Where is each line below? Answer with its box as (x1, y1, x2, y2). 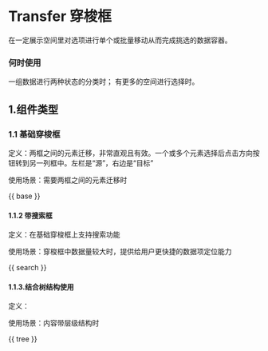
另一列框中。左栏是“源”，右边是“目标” (29, 158, 154, 168)
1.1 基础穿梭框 (8, 129, 61, 140)
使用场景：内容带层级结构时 (8, 318, 100, 328)
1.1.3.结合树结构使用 (8, 281, 74, 292)
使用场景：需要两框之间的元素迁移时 (8, 175, 128, 185)
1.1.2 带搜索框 (8, 210, 53, 220)
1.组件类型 (8, 102, 59, 116)
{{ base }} (8, 191, 41, 201)
